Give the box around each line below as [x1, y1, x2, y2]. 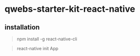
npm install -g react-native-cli [16, 36, 77, 42]
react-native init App [16, 46, 59, 51]
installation [4, 23, 40, 31]
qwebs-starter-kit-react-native [4, 3, 136, 15]
